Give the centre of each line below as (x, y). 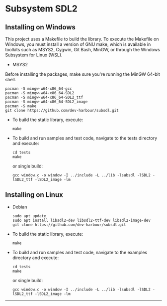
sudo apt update (29, 216)
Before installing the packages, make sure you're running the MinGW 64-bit (83, 74)
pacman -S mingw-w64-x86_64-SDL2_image (46, 102)
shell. (11, 79)
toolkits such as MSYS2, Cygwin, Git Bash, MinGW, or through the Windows (83, 50)
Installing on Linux (34, 195)
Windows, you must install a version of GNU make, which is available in (78, 44)
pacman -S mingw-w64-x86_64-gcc (39, 89)
